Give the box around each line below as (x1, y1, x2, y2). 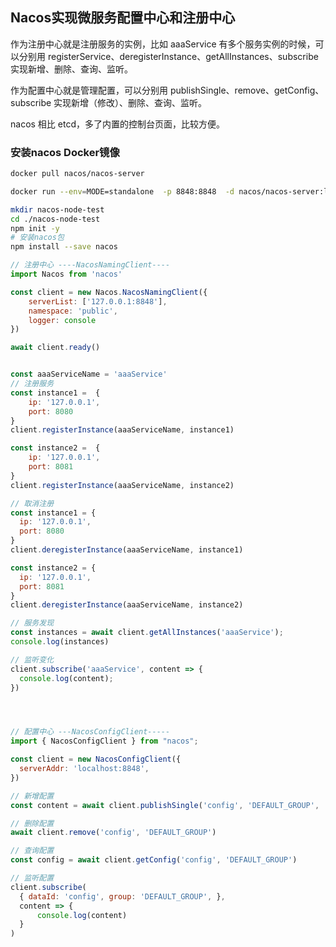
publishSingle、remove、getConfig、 (169, 84, 325, 96)
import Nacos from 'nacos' (10, 269, 123, 280)
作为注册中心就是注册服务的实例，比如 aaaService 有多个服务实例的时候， (10, 38, 316, 50)
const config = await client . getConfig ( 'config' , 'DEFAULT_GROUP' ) (10, 855, 298, 865)
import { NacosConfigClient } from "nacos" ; (10, 736, 199, 747)
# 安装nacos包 (10, 233, 65, 243)
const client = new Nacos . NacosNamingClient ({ (10, 287, 208, 297)
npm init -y (10, 223, 60, 233)
